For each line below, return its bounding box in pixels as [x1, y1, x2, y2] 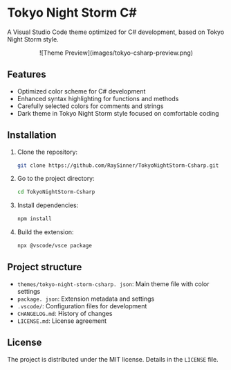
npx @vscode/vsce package [17, 243, 92, 249]
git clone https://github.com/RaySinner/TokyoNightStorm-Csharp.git [17, 161, 219, 169]
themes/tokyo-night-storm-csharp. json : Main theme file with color [17, 279, 210, 288]
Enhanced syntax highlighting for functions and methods [17, 94, 179, 103]
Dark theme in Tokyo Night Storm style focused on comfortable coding [17, 109, 219, 117]
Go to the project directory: [17, 175, 95, 183]
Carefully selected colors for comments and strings [17, 102, 164, 110]
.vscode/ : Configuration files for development [17, 301, 147, 310]
